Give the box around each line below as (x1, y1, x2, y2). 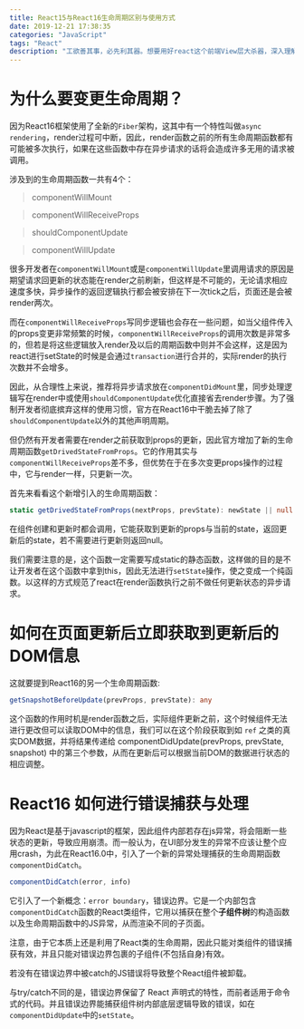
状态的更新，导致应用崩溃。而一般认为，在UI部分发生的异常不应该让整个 (9, 836, 280, 848)
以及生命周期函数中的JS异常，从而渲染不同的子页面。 (9, 917, 210, 928)
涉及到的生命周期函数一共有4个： (9, 174, 134, 185)
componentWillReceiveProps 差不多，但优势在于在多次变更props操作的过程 (9, 457, 283, 468)
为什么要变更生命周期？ (9, 89, 185, 110)
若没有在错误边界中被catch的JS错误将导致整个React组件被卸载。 (9, 967, 252, 978)
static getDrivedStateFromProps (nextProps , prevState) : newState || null (9, 506, 294, 515)
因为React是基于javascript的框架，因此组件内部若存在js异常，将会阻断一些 (9, 825, 288, 836)
